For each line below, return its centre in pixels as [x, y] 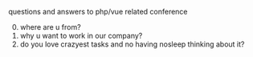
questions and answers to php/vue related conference [98, 12]
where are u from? [51, 27]
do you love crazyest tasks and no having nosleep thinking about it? [132, 44]
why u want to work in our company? [81, 36]
